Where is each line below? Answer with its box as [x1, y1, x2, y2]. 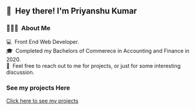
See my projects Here [6, 84, 70, 92]
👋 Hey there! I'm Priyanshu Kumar [6, 6, 137, 16]
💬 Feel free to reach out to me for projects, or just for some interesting [6, 62, 181, 69]
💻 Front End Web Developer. [6, 38, 79, 45]
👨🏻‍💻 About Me [6, 24, 51, 32]
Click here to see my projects [6, 97, 79, 104]
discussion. [6, 69, 35, 76]
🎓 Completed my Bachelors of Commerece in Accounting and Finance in [6, 47, 190, 54]
